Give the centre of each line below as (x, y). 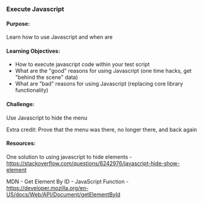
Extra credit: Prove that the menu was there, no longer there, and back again (102, 129)
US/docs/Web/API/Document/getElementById (63, 194)
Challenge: (20, 104)
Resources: (21, 143)
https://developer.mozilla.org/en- (48, 188)
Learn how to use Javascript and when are (60, 37)
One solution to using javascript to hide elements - (69, 157)
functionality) (32, 90)
